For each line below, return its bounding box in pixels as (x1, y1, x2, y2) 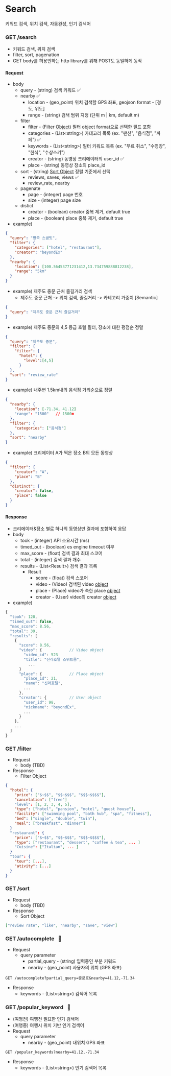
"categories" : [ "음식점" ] (14, 425, 66, 431)
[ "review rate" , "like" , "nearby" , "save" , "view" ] (5, 923, 117, 928)
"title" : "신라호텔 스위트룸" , (23, 657, 82, 662)
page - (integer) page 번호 (28, 192, 83, 198)
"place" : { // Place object (18, 671, 104, 677)
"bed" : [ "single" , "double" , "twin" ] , (14, 816, 97, 821)
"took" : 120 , (10, 614, 38, 619)
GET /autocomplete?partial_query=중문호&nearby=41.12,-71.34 (5, 976, 135, 981)
